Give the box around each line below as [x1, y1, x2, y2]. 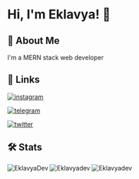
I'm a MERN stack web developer [7, 53, 104, 62]
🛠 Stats [7, 142, 42, 154]
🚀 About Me [7, 35, 60, 47]
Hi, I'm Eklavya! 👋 [7, 6, 111, 23]
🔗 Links [7, 74, 40, 86]
